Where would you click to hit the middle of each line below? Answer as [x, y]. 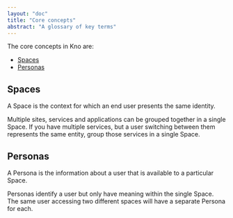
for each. [20, 209]
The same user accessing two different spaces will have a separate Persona [116, 201]
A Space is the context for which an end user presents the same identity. [111, 106]
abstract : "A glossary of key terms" [62, 26]
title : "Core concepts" [42, 20]
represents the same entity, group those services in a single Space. [104, 134]
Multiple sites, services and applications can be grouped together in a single [116, 120]
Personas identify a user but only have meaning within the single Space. [111, 194]
